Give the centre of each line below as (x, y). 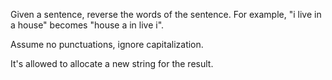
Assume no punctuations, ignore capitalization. (107, 44)
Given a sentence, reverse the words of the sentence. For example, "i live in (166, 14)
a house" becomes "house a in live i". (87, 25)
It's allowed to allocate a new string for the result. (112, 63)
